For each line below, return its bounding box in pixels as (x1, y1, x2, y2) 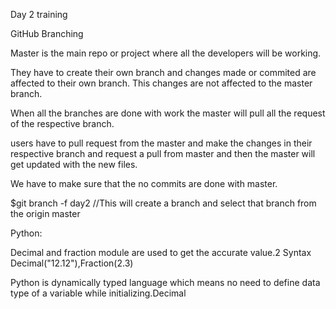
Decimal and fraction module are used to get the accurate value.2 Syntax (10, 247, 312, 258)
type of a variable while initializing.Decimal (10, 287, 187, 299)
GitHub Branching (10, 28, 84, 39)
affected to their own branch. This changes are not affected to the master (10, 77, 313, 89)
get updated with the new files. (10, 159, 138, 170)
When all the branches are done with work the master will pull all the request (10, 107, 326, 119)
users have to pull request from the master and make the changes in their (10, 137, 313, 149)
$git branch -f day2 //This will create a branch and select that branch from (10, 197, 317, 209)
